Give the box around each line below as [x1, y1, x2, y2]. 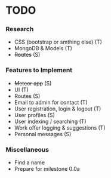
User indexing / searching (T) [14, 118, 87, 125]
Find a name [14, 159, 45, 166]
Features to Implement [5, 66, 73, 75]
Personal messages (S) [14, 130, 72, 137]
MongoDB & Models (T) [14, 45, 72, 52]
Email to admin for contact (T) [14, 99, 88, 106]
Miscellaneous [5, 145, 49, 154]
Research [5, 25, 34, 33]
